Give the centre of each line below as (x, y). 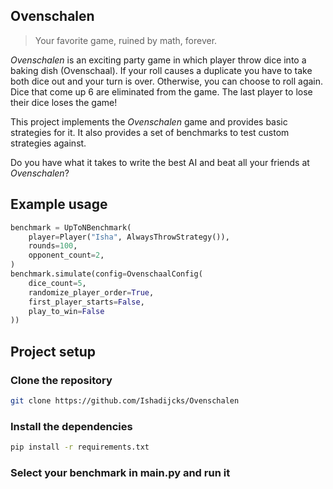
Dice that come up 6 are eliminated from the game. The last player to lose (161, 91)
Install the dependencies (71, 426)
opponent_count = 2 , (66, 255)
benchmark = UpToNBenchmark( (71, 227)
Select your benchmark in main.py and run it (120, 472)
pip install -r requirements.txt (80, 447)
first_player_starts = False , (86, 302)
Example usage (59, 204)
